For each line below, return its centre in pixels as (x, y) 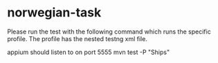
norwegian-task (54, 13)
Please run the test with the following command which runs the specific (109, 32)
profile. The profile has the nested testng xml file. (77, 38)
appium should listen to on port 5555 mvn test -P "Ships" (89, 52)
